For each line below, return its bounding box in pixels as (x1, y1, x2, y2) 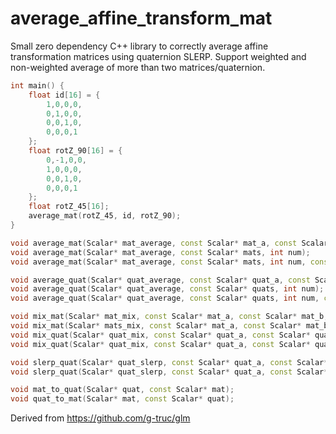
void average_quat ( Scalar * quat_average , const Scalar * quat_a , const (10, 275, 311, 285)
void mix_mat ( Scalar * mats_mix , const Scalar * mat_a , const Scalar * (10, 321, 302, 331)
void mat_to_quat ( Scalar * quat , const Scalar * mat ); (10, 385, 235, 395)
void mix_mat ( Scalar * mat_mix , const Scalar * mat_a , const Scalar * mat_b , (10, 312, 329, 322)
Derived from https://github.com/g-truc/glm (10, 412, 191, 424)
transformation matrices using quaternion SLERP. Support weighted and (10, 50, 307, 62)
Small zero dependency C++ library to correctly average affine (10, 40, 269, 52)
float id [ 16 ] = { (28, 90, 101, 100)
